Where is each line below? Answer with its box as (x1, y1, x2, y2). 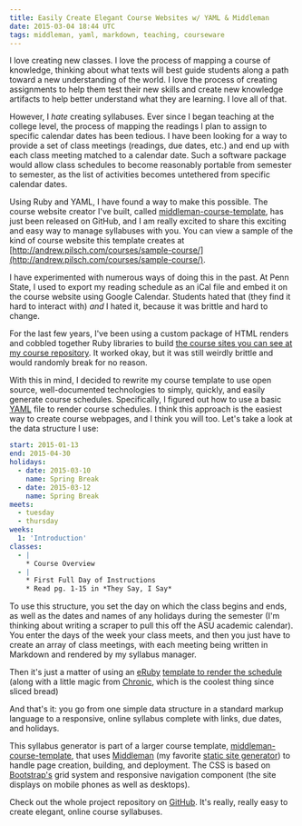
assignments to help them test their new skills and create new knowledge (9, 84, 284, 95)
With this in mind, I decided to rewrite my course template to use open (9, 374, 272, 386)
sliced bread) (9, 686, 59, 697)
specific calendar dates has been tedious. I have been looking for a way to (9, 131, 287, 142)
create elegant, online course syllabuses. (9, 806, 163, 818)
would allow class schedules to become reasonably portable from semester (9, 160, 292, 171)
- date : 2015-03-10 (17, 466, 92, 475)
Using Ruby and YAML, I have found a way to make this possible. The (9, 196, 268, 207)
